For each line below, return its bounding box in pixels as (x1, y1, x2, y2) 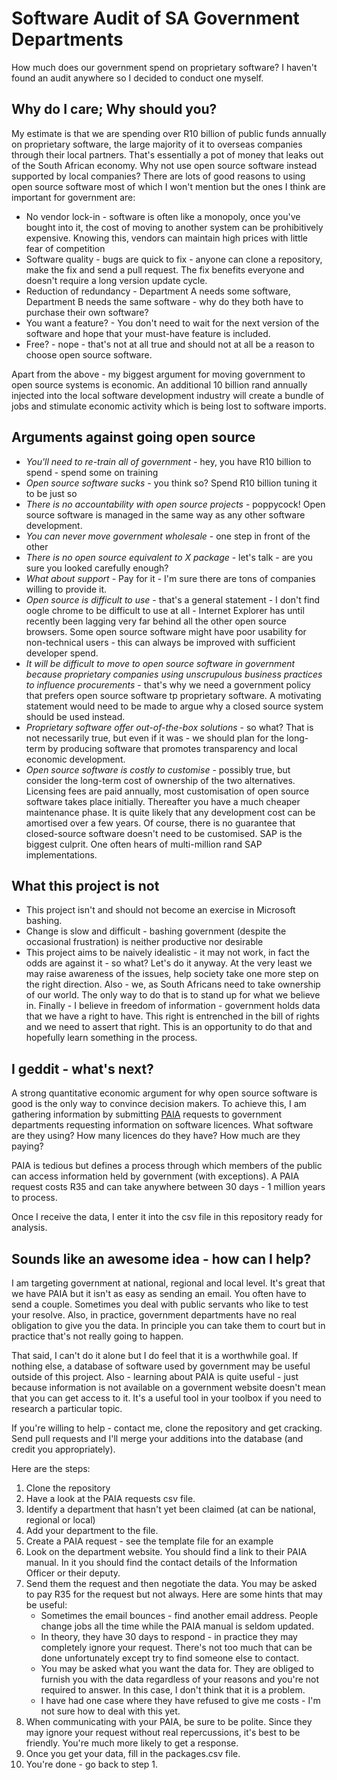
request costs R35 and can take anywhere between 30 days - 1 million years (11, 1181, 326, 1193)
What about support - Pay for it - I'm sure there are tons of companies (25, 572, 316, 584)
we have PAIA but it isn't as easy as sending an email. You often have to (11, 1288, 307, 1299)
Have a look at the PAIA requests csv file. (25, 1493, 196, 1504)
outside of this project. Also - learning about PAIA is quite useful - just (11, 1371, 299, 1382)
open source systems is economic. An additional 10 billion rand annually (11, 378, 308, 391)
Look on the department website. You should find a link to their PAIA (25, 1546, 308, 1557)
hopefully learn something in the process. (25, 1032, 198, 1044)
